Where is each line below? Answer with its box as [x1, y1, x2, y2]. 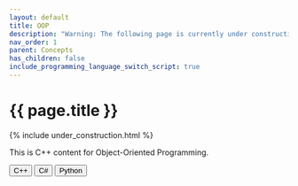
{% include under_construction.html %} [9, 129, 153, 140]
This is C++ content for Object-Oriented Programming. [9, 147, 209, 158]
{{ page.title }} [9, 101, 119, 120]
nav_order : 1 [9, 37, 58, 47]
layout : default [9, 12, 69, 22]
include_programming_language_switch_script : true [9, 63, 200, 72]
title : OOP [9, 21, 50, 30]
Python [59, 166, 82, 175]
